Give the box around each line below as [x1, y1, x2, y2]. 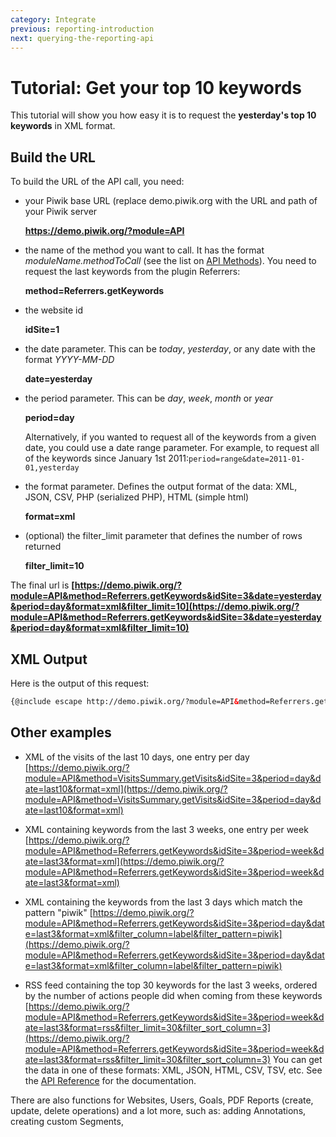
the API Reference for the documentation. [24, 1074, 197, 1086]
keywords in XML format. [10, 120, 116, 132]
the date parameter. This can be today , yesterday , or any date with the [24, 343, 316, 355]
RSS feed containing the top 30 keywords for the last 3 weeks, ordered [24, 979, 318, 991]
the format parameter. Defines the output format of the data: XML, [24, 481, 298, 493]
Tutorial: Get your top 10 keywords [10, 76, 303, 99]
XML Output [10, 651, 88, 668]
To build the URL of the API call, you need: [10, 176, 185, 188]
